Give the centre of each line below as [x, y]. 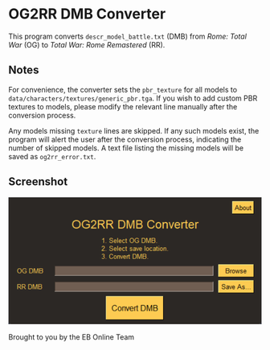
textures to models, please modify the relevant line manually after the [123, 106]
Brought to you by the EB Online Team [72, 337]
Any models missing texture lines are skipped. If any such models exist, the [134, 130]
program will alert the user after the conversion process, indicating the [125, 139]
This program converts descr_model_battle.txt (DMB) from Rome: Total [128, 36]
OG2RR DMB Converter [87, 14]
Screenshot [38, 182]
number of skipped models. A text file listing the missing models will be [126, 148]
